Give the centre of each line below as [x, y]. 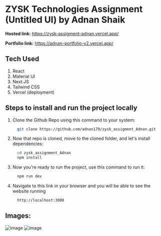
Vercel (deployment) [33, 92]
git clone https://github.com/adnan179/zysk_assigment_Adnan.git [86, 129]
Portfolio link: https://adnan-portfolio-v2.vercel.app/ [59, 43]
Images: [18, 216]
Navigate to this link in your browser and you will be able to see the [81, 186]
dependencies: [28, 144]
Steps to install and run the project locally [71, 108]
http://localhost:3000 [41, 201]
